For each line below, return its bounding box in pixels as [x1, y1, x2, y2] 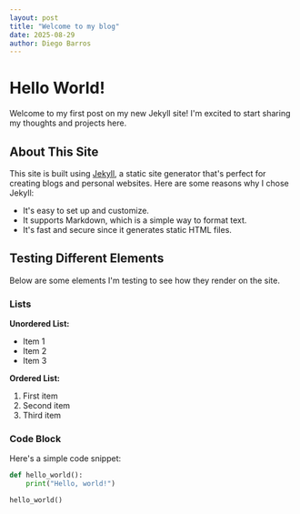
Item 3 [22, 356, 47, 367]
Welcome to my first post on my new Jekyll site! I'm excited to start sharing [9, 108, 291, 119]
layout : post [9, 13, 59, 23]
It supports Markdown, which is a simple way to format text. [22, 215, 247, 226]
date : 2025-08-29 [9, 30, 75, 39]
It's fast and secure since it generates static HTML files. [22, 225, 232, 235]
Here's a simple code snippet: [9, 453, 122, 464]
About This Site [9, 144, 99, 159]
